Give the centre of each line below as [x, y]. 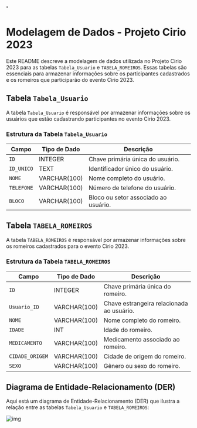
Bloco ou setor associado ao [128, 198]
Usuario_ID [24, 307]
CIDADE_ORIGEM [29, 356]
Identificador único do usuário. [131, 169]
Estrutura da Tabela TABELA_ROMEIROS [58, 261]
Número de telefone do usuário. [132, 188]
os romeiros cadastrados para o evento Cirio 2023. [68, 246]
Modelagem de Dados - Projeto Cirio [96, 32]
